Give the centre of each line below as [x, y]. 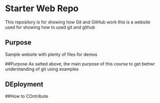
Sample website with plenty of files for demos [51, 54]
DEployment [24, 84]
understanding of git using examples [42, 69]
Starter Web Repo [42, 9]
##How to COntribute [27, 96]
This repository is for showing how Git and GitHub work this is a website [78, 22]
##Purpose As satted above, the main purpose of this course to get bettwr [80, 63]
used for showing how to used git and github [50, 27]
